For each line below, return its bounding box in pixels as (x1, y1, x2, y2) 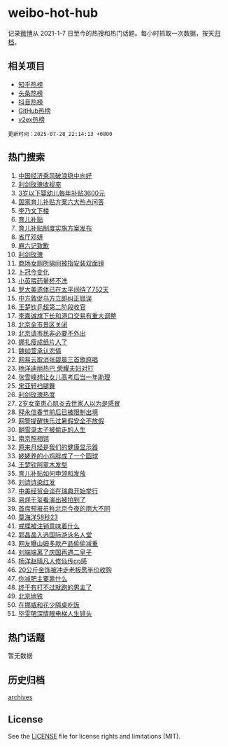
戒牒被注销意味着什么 (17, 521, 80, 530)
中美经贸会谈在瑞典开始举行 (17, 486, 99, 495)
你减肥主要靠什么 (17, 574, 68, 582)
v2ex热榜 (17, 115, 45, 123)
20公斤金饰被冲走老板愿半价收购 (17, 566, 113, 574)
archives (8, 693, 33, 701)
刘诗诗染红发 (17, 478, 55, 486)
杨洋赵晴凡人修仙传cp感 (17, 556, 87, 565)
